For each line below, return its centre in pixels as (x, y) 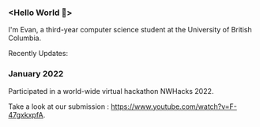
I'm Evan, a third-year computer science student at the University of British (130, 30)
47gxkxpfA (26, 114)
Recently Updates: (38, 54)
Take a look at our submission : (58, 106)
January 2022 (36, 74)
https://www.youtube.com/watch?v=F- (173, 106)
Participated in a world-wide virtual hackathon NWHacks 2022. (111, 91)
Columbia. (25, 38)
